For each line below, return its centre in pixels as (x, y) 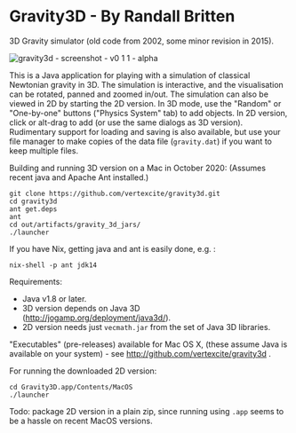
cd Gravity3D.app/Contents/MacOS (71, 387)
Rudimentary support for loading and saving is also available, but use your (145, 131)
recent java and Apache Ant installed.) (79, 177)
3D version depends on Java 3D (81, 308)
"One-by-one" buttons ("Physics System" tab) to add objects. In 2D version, (148, 113)
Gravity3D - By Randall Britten (122, 16)
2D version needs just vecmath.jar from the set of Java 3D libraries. (146, 327)
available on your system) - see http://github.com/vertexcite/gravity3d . (140, 353)
